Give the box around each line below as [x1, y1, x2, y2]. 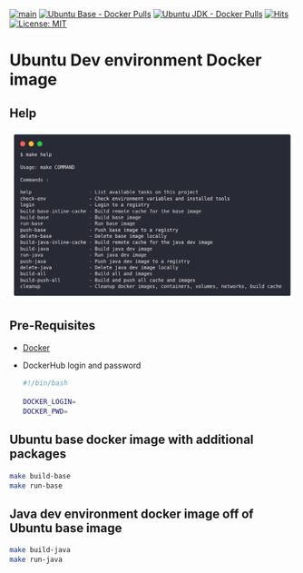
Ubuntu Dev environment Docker [9, 50, 262, 71]
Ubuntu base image [9, 520, 122, 536]
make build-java [9, 546, 71, 555]
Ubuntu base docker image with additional [9, 432, 254, 448]
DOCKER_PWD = [22, 407, 68, 417]
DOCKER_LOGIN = [22, 398, 76, 407]
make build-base [9, 471, 71, 480]
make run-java [9, 555, 64, 565]
